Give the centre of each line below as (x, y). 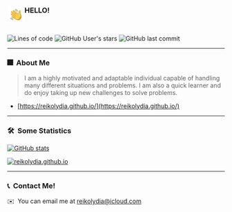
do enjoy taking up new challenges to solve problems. (101, 92)
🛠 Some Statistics (39, 131)
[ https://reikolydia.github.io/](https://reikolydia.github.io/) (98, 106)
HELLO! (37, 10)
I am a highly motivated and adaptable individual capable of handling (122, 78)
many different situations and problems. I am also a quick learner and (122, 85)
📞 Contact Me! (31, 186)
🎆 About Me (29, 63)
